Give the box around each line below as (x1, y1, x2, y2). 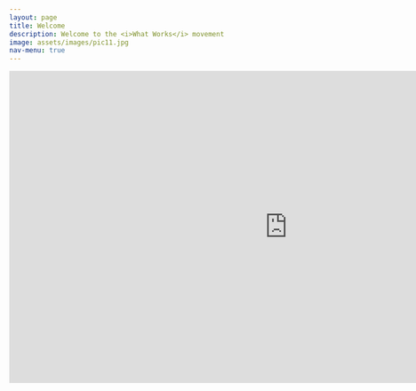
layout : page (9, 12, 58, 22)
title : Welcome (9, 21, 66, 30)
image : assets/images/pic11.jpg (9, 37, 129, 47)
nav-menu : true (9, 46, 66, 55)
